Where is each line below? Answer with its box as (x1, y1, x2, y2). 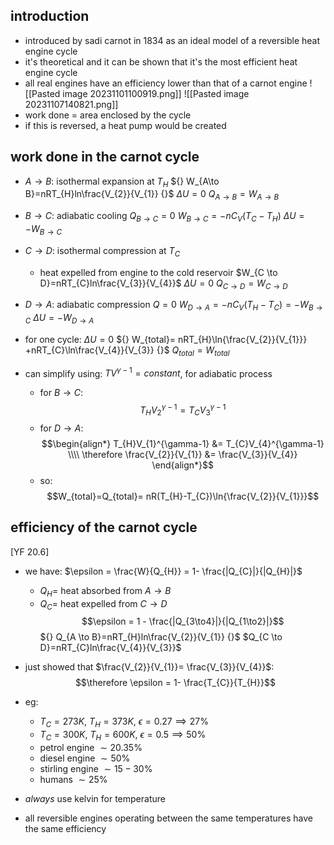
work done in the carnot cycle (10, 149, 200, 166)
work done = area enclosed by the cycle (24, 109, 192, 121)
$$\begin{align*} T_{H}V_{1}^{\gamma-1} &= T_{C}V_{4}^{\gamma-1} (41, 437, 325, 449)
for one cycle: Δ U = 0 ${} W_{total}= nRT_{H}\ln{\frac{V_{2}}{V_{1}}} (24, 334, 308, 345)
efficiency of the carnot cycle (10, 519, 198, 536)
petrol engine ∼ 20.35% (39, 741, 143, 753)
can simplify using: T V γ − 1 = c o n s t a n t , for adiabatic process (24, 365, 273, 379)
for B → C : (39, 387, 84, 399)
